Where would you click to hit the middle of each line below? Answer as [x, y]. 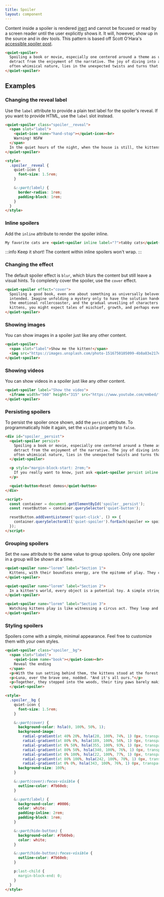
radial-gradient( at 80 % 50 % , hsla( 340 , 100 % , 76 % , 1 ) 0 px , [84, 750]
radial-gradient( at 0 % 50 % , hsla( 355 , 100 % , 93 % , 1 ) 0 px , [83, 745]
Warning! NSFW [28, 138]
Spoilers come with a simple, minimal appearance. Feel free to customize [79, 636]
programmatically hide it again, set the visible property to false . [70, 428]
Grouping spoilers [27, 543]
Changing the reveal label [36, 100]
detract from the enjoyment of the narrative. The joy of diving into [83, 62]
